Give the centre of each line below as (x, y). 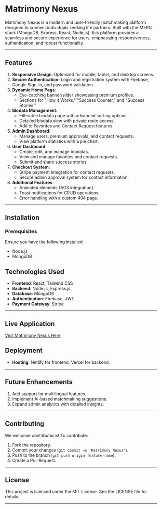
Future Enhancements (39, 382)
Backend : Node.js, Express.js (41, 289)
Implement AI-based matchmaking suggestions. (60, 399)
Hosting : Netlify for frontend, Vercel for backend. (61, 362)
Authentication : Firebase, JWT (43, 299)
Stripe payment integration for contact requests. (67, 172)
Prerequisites (21, 231)
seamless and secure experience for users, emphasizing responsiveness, (78, 38)
